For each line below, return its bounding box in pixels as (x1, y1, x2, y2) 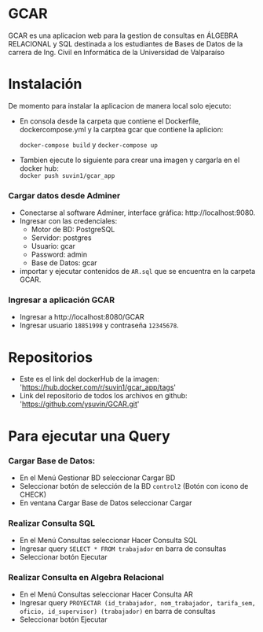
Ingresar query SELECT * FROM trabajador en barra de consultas (19, 544, 227, 553)
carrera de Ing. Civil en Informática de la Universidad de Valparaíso (8, 47, 225, 57)
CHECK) (19, 490, 47, 499)
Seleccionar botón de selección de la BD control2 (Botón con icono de (19, 481, 249, 490)
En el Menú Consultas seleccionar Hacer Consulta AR (19, 589, 194, 599)
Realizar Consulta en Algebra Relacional (8, 572, 165, 583)
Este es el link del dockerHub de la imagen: (19, 375, 159, 384)
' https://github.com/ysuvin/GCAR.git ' (19, 399, 140, 409)
